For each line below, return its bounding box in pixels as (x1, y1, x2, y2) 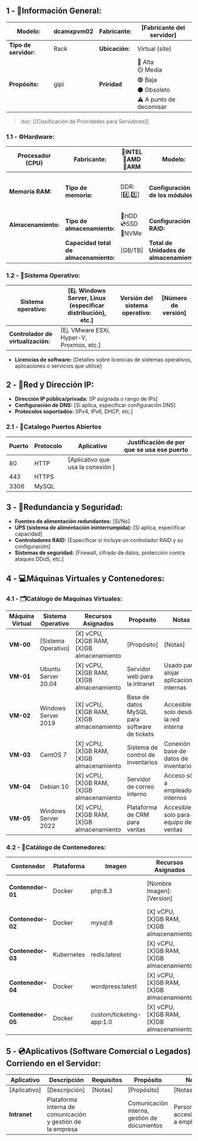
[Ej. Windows (67, 286, 106, 295)
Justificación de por (127, 438, 186, 446)
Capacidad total (65, 239, 111, 247)
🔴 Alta (137, 57, 154, 66)
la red (164, 715, 180, 724)
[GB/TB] (120, 246, 144, 254)
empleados (164, 787, 195, 795)
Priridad (99, 80, 123, 89)
